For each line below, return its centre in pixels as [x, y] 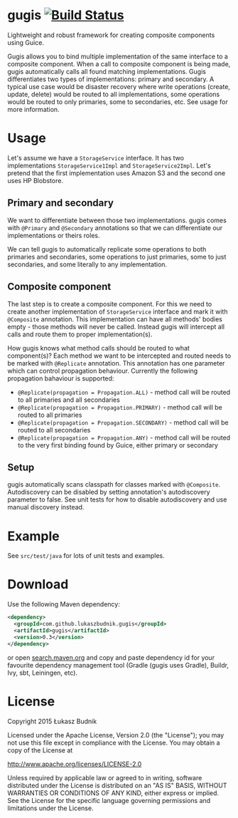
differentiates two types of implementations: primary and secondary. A [111, 79]
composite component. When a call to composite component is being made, [119, 63]
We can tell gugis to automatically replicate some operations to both [107, 249]
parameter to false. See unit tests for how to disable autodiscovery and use [117, 499]
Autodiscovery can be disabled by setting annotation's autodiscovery [109, 492]
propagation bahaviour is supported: [61, 378]
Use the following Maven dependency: [64, 604]
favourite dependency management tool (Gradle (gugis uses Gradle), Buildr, [118, 665]
